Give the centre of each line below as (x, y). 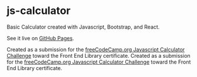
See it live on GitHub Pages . (40, 38)
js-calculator (39, 11)
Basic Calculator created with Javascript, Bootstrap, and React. (83, 27)
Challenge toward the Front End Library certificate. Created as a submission (98, 55)
